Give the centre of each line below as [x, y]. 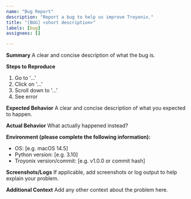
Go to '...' [25, 78]
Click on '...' [29, 84]
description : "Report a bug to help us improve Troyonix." [80, 17]
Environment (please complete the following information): [78, 137]
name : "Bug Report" [30, 11]
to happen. [19, 114]
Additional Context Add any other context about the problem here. [87, 190]
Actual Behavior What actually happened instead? [67, 126]
